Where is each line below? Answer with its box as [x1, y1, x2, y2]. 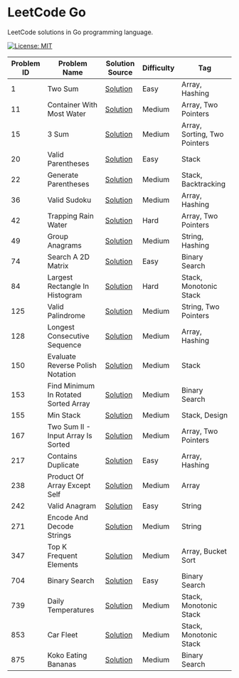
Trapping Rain [47, 211, 94, 221]
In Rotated [47, 389, 82, 399]
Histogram [47, 290, 83, 300]
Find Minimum [47, 381, 95, 391]
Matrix [47, 260, 69, 270]
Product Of [47, 471, 84, 481]
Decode [47, 521, 74, 531]
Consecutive [47, 331, 90, 341]
